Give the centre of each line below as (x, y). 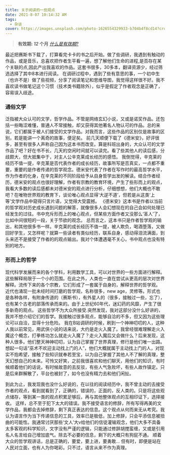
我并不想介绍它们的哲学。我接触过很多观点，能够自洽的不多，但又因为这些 (83, 316)
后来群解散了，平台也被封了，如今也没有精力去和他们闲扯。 (72, 373)
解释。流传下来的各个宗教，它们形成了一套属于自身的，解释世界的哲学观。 (83, 285)
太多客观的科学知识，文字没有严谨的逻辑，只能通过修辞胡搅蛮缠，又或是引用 (85, 428)
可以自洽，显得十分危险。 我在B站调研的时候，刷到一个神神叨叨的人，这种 (87, 323)
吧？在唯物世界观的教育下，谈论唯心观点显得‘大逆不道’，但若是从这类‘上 (80, 195)
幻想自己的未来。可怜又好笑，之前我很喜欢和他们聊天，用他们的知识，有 (85, 361)
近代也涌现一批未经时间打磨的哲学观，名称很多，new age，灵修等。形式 (81, 291)
